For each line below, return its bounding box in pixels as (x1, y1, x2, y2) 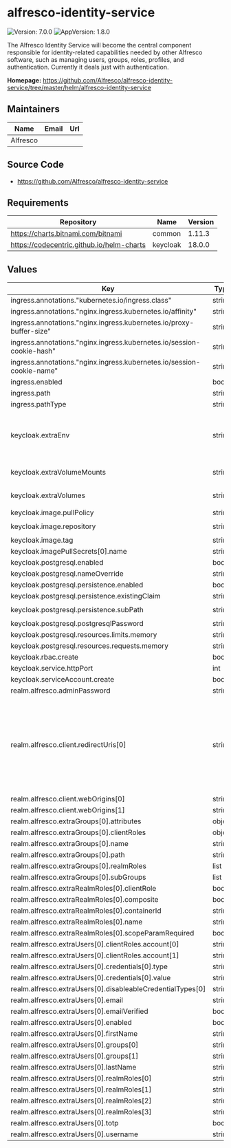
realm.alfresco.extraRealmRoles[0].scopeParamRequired (10, 929, 195, 938)
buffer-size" (10, 327, 52, 336)
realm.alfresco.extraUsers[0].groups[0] (10, 1040, 139, 1050)
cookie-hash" (10, 346, 56, 356)
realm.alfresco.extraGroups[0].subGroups (10, 872, 146, 882)
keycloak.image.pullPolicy (10, 508, 94, 517)
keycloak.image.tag (10, 535, 74, 545)
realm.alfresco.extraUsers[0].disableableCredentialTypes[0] (10, 984, 206, 994)
